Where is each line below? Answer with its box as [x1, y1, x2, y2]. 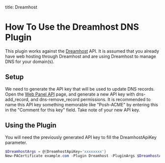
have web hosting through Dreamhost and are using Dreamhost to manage [5, 53, 156, 59]
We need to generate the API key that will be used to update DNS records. [5, 86, 155, 92]
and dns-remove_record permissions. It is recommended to [30, 96, 151, 102]
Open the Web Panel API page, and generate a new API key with [5, 91, 135, 97]
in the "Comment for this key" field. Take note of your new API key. [5, 107, 140, 113]
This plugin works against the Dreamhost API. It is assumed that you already [5, 48, 160, 54]
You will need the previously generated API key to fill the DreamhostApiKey [5, 134, 157, 140]
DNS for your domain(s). [5, 59, 55, 65]
